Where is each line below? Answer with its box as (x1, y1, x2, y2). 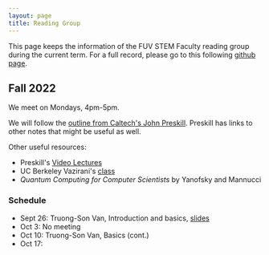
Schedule (8, 195, 47, 206)
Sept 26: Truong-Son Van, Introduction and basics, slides (19, 213, 210, 223)
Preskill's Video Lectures (19, 158, 103, 168)
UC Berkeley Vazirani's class (19, 166, 116, 176)
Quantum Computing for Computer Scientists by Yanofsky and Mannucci (19, 175, 262, 184)
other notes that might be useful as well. (8, 127, 142, 136)
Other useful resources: (8, 142, 87, 152)
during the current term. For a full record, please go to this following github (8, 50, 256, 59)
